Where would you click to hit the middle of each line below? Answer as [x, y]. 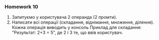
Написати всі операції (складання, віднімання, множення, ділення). [83, 22]
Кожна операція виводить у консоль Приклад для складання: [77, 27]
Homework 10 [21, 7]
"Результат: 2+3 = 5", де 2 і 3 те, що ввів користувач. [67, 33]
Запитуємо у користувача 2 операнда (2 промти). [64, 17]
